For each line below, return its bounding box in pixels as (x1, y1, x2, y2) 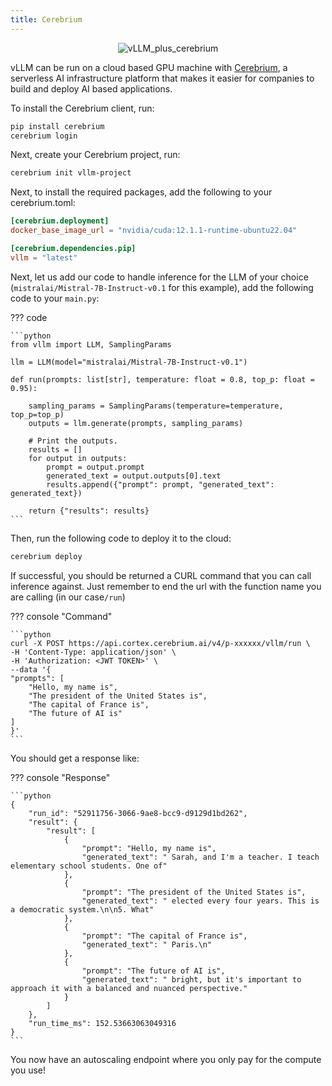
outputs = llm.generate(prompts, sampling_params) (28, 418, 244, 428)
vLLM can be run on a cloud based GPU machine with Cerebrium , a (10, 61, 288, 73)
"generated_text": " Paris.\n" (81, 939, 213, 950)
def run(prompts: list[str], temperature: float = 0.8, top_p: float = (10, 374, 315, 385)
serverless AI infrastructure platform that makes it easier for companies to (10, 72, 315, 84)
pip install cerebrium (10, 121, 105, 131)
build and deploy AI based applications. (10, 82, 173, 95)
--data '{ (10, 664, 52, 675)
